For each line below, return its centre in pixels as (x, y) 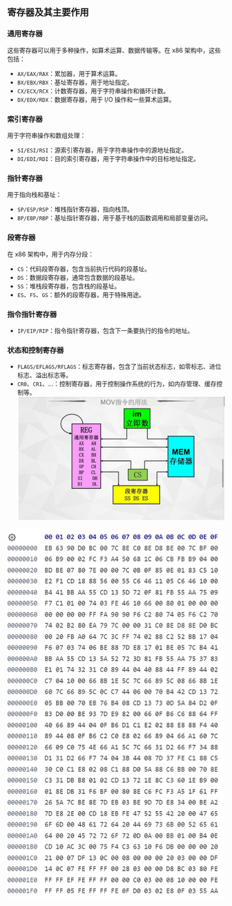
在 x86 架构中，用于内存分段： (51, 254)
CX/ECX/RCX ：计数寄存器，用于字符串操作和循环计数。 (93, 91)
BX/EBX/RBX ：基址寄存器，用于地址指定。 (75, 82)
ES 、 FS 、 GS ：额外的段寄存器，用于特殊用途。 (81, 294)
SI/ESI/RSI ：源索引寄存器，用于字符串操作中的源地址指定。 (102, 150)
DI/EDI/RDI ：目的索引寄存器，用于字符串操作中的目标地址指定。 (108, 158)
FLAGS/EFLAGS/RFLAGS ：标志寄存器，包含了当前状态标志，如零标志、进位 (119, 367)
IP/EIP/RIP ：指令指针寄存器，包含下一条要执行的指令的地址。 (105, 330)
